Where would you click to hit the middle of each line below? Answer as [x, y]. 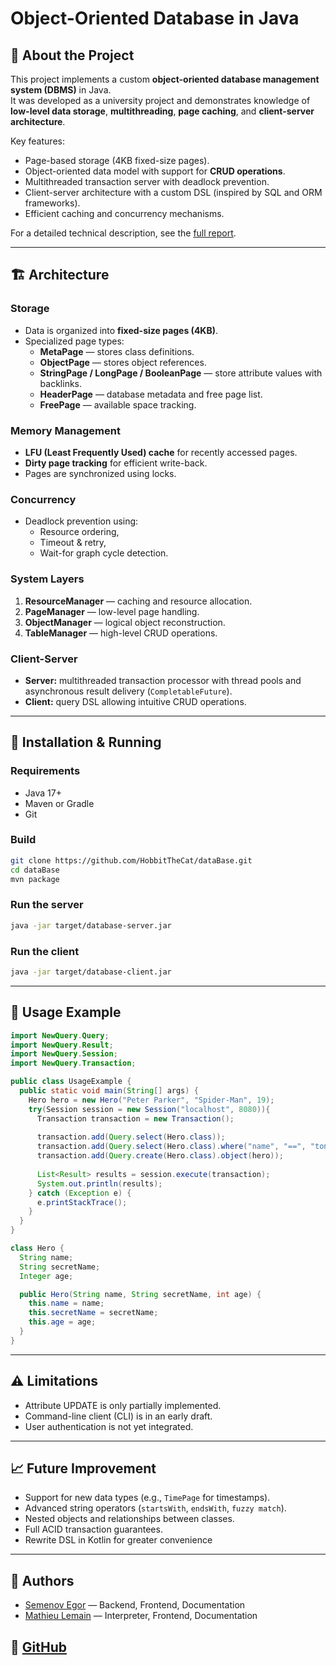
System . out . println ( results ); [99, 1183]
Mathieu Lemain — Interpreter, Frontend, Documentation [141, 1616]
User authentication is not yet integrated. [109, 1426]
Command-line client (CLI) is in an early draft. [118, 1416]
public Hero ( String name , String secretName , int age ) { [140, 1294]
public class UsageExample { [71, 1082]
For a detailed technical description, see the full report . [123, 233]
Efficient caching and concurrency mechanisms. [124, 213]
